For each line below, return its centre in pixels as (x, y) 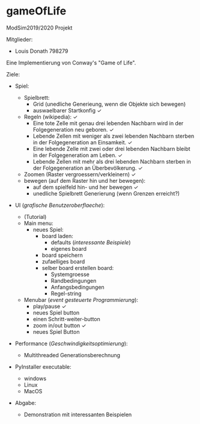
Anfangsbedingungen (78, 287)
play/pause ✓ (50, 306)
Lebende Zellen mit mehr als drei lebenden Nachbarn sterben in (112, 161)
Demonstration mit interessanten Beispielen (78, 414)
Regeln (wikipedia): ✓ (51, 117)
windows (35, 378)
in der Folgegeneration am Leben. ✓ (78, 155)
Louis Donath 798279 (41, 51)
